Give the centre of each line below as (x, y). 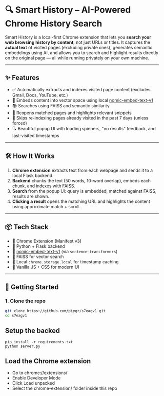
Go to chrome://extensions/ (40, 373)
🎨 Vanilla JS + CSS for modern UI (45, 267)
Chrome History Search (54, 24)
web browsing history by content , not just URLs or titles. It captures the (78, 42)
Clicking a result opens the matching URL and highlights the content (81, 201)
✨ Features (22, 78)
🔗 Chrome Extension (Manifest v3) (47, 241)
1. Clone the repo (25, 301)
